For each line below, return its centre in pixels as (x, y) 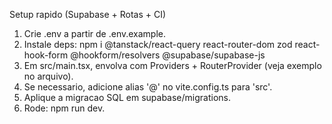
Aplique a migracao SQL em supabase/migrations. (127, 97)
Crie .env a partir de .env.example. (95, 33)
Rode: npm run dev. (64, 108)
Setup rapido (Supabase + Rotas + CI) (88, 14)
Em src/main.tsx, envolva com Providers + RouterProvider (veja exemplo (172, 65)
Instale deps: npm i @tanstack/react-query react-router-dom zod (158, 44)
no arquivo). (48, 76)
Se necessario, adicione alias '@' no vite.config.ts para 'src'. (148, 87)
